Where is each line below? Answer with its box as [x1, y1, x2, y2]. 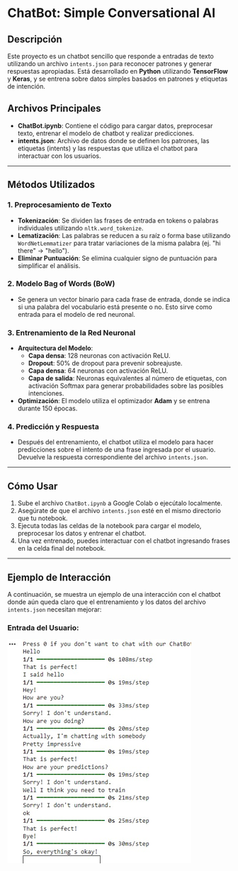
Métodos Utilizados [7, 179, 96, 191]
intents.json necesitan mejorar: [7, 605, 102, 614]
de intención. [7, 82, 46, 90]
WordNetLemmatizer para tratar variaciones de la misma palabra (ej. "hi [17, 239, 221, 247]
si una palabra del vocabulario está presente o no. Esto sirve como [17, 303, 212, 311]
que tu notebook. [17, 514, 68, 522]
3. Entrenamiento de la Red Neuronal [7, 327, 136, 337]
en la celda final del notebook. [17, 544, 106, 553]
